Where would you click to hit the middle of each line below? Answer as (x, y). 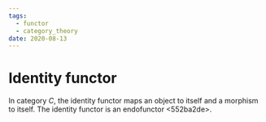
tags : (17, 16)
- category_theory (47, 31)
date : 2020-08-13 (38, 38)
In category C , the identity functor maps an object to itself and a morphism (133, 101)
